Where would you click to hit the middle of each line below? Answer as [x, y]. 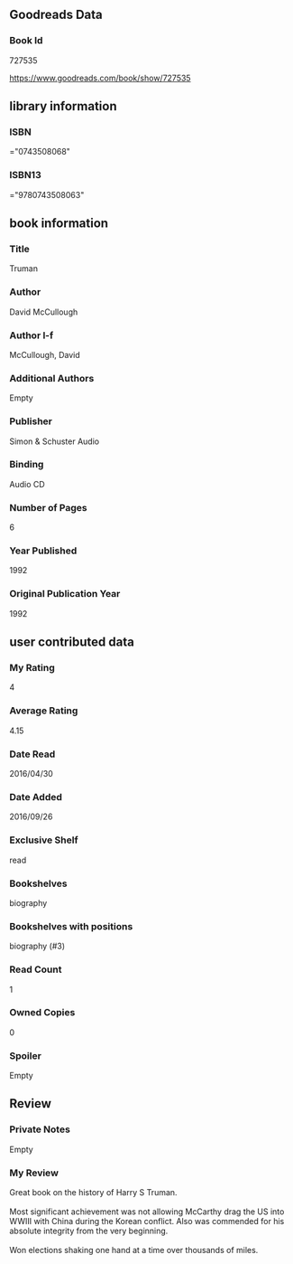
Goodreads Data [56, 15]
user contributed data [72, 642]
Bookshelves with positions [71, 926]
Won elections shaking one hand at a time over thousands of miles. [134, 1250]
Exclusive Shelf [44, 840]
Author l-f [32, 335]
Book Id [26, 41]
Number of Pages [48, 507]
